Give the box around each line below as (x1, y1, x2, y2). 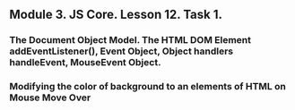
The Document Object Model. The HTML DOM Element (9, 34, 252, 47)
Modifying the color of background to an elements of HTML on (9, 80, 287, 93)
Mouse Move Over (9, 91, 91, 104)
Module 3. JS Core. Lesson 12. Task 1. (9, 7, 222, 22)
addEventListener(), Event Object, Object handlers (9, 45, 234, 57)
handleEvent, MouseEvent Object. (9, 56, 161, 69)
